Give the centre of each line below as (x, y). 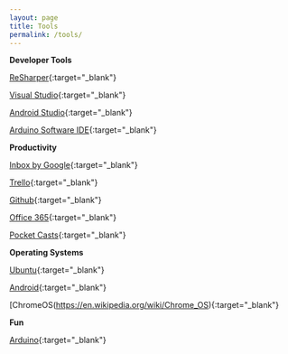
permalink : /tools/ (46, 34)
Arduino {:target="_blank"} (58, 340)
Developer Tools (41, 61)
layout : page (34, 18)
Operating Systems (46, 253)
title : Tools (34, 26)
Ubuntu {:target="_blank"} (57, 270)
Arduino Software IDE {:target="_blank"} (83, 130)
